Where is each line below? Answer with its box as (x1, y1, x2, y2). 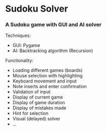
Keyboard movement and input (12, 78, 77, 84)
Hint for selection (12, 110, 49, 116)
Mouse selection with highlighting (12, 73, 83, 79)
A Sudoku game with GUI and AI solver (5, 21, 102, 28)
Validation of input (12, 89, 51, 95)
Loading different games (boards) (12, 67, 83, 73)
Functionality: (5, 58, 34, 64)
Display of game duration (12, 100, 66, 106)
